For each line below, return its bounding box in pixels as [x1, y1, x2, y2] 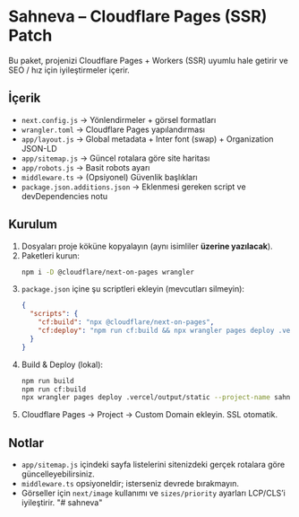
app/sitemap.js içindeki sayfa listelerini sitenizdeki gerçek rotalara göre [21, 460, 286, 470]
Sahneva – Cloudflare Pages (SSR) [8, 6, 268, 27]
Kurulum [8, 217, 58, 232]
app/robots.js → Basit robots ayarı [21, 162, 150, 172]
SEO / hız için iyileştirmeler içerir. [8, 65, 131, 75]
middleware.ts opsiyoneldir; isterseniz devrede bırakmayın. [21, 478, 239, 489]
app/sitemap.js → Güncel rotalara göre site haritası [21, 153, 210, 163]
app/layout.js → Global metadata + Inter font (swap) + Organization [21, 133, 274, 145]
